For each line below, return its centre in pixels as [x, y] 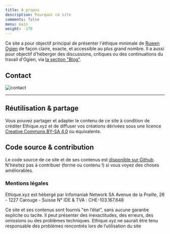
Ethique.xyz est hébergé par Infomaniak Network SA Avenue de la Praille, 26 [85, 194]
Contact [18, 75]
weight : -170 [19, 29]
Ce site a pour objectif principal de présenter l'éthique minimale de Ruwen [82, 43]
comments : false [22, 19]
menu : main [17, 24]
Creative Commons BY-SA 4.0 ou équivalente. [53, 131]
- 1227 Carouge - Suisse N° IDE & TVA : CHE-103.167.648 [65, 200]
